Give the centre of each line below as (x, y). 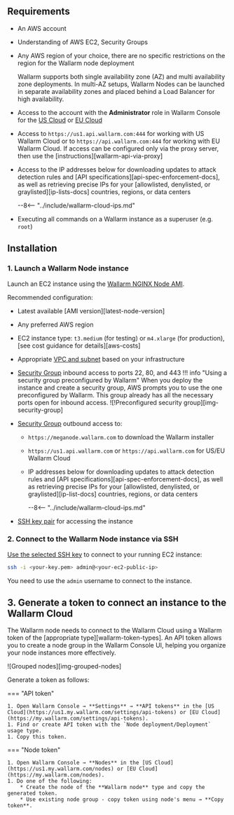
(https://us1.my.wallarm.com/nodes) (61, 769)
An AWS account (42, 28)
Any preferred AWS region (55, 324)
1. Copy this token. (37, 737)
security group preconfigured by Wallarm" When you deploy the (110, 380)
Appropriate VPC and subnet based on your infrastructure (101, 359)
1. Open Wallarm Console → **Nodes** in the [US (80, 763)
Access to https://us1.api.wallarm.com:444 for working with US (111, 133)
